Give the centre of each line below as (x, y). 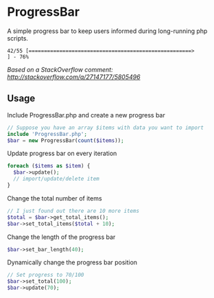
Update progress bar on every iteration (62, 153)
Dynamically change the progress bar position (72, 262)
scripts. (18, 38)
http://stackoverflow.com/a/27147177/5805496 (74, 77)
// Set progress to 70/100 (46, 275)
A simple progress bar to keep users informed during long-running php (107, 31)
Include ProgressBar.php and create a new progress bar (86, 115)
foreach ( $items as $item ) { (49, 166)
